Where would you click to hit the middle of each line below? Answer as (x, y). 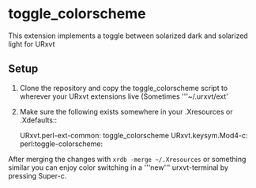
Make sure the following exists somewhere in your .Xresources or (126, 111)
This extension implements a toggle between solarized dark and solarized (128, 36)
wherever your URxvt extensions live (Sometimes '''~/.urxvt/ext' (124, 96)
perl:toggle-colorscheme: (61, 144)
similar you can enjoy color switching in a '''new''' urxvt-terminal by (119, 167)
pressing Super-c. (38, 175)
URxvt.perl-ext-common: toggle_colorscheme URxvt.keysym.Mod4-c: (134, 135)
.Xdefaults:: (38, 120)
